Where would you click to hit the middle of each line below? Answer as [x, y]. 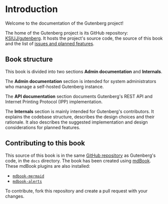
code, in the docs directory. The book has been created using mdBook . [78, 161]
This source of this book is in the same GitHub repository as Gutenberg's [80, 155]
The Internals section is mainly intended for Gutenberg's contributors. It [80, 111]
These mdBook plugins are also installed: [48, 166]
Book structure [29, 60]
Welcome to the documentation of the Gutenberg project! [64, 23]
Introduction [32, 9]
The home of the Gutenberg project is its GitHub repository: [67, 33]
